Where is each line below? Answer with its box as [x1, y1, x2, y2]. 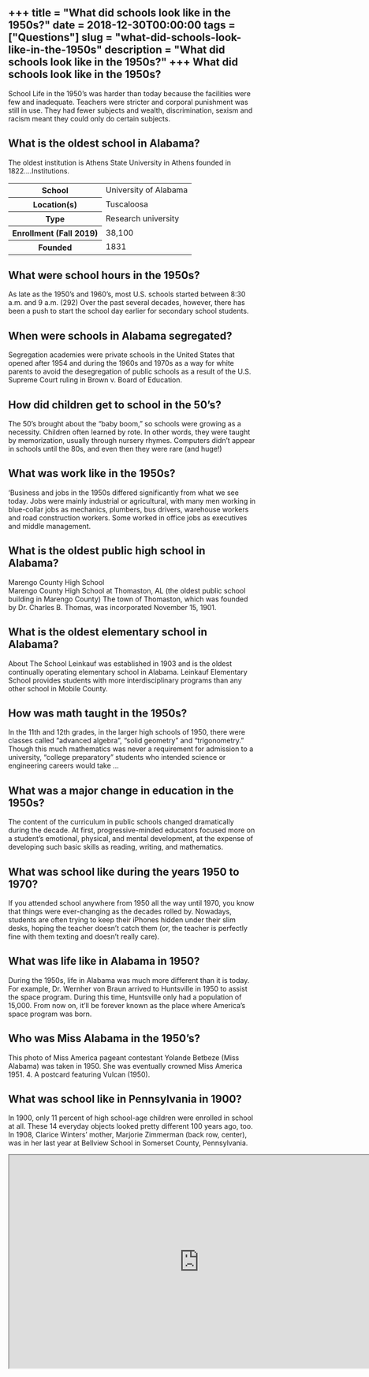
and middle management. [8, 521, 91, 530]
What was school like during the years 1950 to [8, 865, 240, 878]
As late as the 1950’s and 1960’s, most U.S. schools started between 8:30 [8, 289, 246, 299]
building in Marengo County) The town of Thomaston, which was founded [8, 594, 248, 604]
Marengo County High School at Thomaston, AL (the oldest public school [8, 586, 246, 595]
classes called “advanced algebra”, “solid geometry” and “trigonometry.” [8, 736, 244, 746]
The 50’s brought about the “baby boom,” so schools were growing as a [8, 419, 242, 429]
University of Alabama [105, 184, 188, 195]
